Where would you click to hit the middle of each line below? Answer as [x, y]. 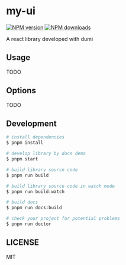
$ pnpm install [25, 143]
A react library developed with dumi [50, 39]
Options [21, 91]
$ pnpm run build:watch [35, 191]
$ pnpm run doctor [29, 224]
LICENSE [23, 243]
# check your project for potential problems [63, 219]
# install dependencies [35, 137]
